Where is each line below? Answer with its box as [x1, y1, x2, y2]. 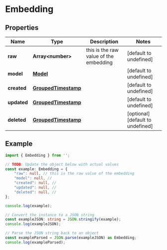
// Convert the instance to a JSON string [5, 212, 94, 218]
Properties [5, 23, 39, 32]
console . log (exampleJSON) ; [5, 222, 61, 227]
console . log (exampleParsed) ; [5, 240, 66, 245]
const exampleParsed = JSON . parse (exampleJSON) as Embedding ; [5, 236, 137, 241]
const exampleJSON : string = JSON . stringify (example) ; [5, 217, 121, 222]
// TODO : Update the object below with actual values [5, 162, 119, 167]
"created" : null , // [14, 181, 57, 186]
